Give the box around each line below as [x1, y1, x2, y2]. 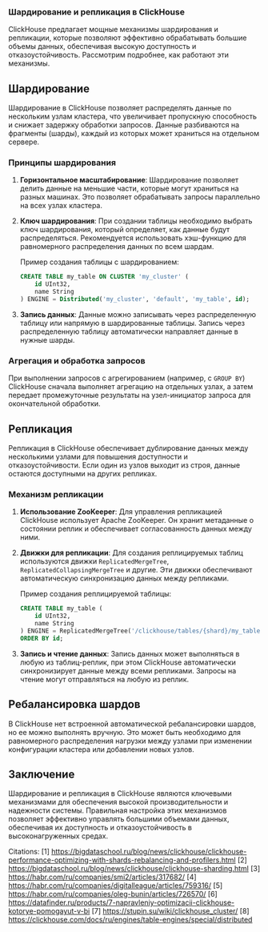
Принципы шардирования [8, 157, 116, 168]
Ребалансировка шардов [8, 697, 141, 711]
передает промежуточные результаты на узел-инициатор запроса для [8, 391, 251, 400]
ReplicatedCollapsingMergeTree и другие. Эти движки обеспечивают [19, 565, 253, 575]
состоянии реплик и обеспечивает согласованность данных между [19, 524, 252, 534]
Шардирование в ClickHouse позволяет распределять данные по [8, 103, 232, 113]
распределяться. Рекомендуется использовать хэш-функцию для [19, 233, 246, 243]
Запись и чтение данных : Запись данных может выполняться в [19, 649, 240, 658]
